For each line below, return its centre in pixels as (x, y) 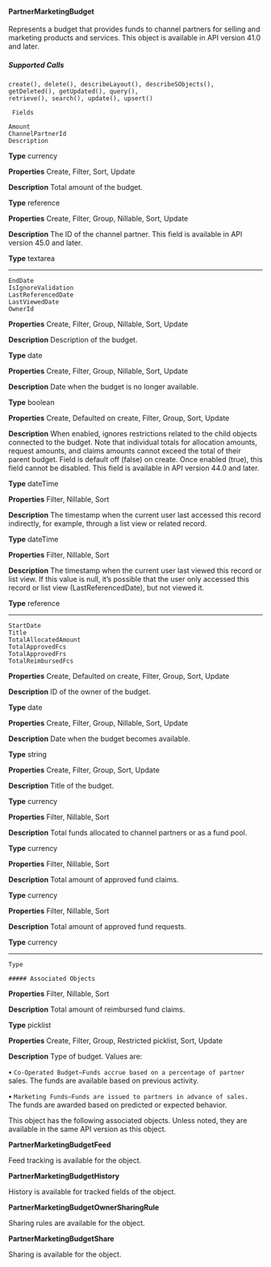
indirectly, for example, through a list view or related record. (108, 524)
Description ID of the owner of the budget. (79, 692)
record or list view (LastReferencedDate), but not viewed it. (106, 588)
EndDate (21, 281)
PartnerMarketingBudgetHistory (64, 1176)
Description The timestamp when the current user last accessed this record (135, 515)
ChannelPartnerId (38, 134)
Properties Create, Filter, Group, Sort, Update (84, 770)
